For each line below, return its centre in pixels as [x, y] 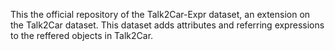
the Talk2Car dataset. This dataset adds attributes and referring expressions [167, 25]
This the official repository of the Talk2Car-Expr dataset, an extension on [160, 14]
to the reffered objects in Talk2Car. [82, 35]
